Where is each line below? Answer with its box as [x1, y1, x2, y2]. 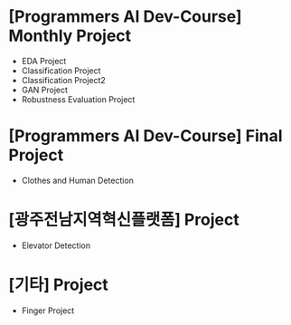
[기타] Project [8, 274, 109, 295]
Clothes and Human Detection [21, 175, 135, 186]
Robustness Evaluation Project [21, 93, 136, 105]
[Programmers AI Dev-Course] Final [8, 126, 283, 147]
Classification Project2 [21, 74, 106, 85]
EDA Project [21, 55, 67, 66]
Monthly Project [8, 25, 132, 46]
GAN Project [21, 84, 69, 95]
